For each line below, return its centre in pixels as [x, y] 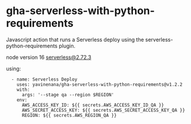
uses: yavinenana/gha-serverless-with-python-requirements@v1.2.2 [100, 84]
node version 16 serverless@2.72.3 [49, 57]
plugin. [67, 46]
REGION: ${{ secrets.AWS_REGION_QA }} [69, 115]
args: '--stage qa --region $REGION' [68, 95]
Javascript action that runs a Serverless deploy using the [75, 39]
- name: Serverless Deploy [44, 79]
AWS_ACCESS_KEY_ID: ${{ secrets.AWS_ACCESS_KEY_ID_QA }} [93, 105]
